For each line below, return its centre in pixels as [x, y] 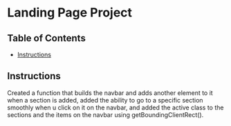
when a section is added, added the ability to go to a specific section [105, 100]
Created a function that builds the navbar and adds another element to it [110, 93]
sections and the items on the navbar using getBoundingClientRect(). [105, 114]
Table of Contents [47, 38]
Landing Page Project [70, 13]
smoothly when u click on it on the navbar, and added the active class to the [115, 107]
